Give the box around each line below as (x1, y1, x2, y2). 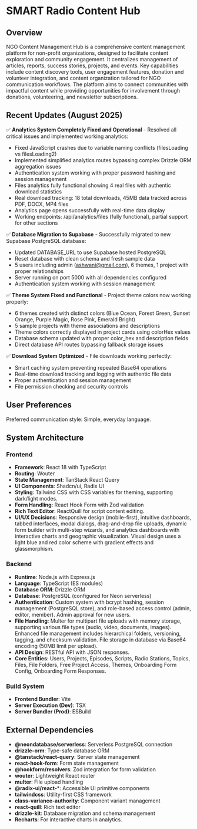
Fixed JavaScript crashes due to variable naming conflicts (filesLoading (14, 144, 188, 151)
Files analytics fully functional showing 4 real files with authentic (14, 182, 172, 189)
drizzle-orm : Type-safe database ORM (14, 747, 110, 754)
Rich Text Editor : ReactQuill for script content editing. (14, 508, 145, 515)
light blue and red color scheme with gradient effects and (14, 539, 154, 546)
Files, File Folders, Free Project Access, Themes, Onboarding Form (14, 661, 177, 668)
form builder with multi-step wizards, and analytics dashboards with (14, 527, 180, 534)
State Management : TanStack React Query (14, 476, 120, 483)
